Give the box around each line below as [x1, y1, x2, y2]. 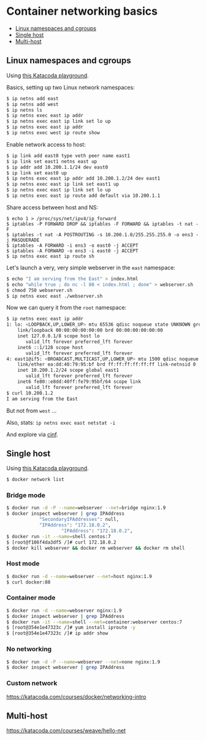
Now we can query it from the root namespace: [6, 304, 127, 311]
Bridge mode [6, 491, 46, 499]
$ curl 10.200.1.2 [6, 390, 53, 396]
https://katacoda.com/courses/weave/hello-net [6, 727, 126, 734]
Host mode [6, 560, 40, 568]
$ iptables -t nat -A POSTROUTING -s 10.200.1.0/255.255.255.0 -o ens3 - [6, 231, 199, 237]
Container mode [6, 593, 56, 602]
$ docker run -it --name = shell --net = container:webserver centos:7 [6, 619, 183, 625]
